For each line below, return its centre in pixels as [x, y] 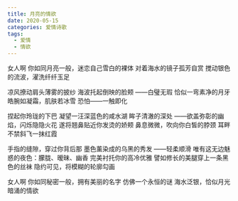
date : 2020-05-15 [33, 21]
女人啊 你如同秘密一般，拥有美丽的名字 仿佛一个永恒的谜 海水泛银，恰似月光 [119, 181]
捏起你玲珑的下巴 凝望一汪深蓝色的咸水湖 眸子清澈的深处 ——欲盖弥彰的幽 [116, 116]
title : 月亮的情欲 [32, 14]
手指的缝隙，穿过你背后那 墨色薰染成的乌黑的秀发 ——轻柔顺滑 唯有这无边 [116, 149]
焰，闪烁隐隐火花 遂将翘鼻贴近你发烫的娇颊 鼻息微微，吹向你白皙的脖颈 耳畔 [119, 125]
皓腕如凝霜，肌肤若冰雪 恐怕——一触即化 [67, 101]
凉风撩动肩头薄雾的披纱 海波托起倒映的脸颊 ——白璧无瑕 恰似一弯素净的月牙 [119, 92]
